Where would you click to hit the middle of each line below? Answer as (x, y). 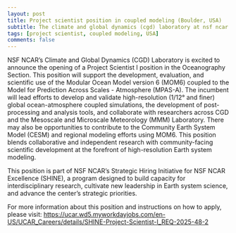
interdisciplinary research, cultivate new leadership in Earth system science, (118, 186)
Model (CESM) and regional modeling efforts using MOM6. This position (112, 135)
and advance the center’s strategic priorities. (72, 194)
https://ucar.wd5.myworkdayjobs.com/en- (105, 215)
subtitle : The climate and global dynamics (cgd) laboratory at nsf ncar (118, 27)
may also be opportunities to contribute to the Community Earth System (112, 127)
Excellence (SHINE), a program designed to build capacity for (97, 178)
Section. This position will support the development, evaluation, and (106, 75)
